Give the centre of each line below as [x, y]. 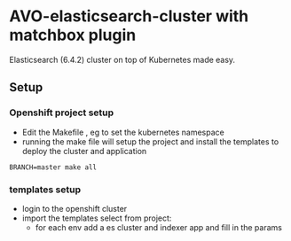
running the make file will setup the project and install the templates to [150, 141]
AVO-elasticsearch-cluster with [129, 16]
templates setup [45, 190]
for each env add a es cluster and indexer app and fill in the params [158, 227]
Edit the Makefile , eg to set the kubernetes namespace [123, 132]
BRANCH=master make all [53, 167]
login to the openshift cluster [75, 208]
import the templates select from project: [97, 218]
